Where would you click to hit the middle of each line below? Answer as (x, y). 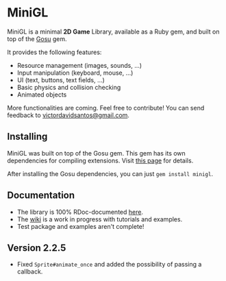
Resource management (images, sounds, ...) (79, 65)
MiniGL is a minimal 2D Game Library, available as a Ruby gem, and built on (114, 32)
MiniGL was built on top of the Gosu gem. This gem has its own (97, 153)
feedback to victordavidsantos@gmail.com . (68, 115)
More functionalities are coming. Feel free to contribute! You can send (106, 108)
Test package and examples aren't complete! (80, 226)
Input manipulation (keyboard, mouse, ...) (75, 73)
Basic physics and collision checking (69, 87)
